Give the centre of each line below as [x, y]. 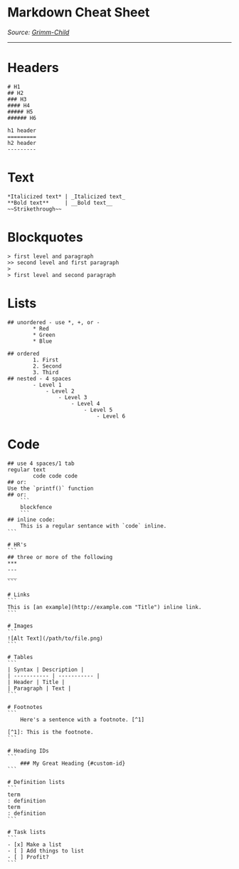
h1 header [22, 130]
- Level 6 [111, 416]
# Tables [20, 657]
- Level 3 [73, 397]
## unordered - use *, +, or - [54, 322]
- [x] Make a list [34, 844]
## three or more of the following [60, 557]
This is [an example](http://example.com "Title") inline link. [105, 607]
